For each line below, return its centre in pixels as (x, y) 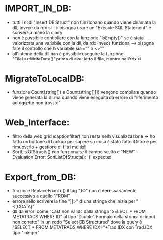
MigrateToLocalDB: (45, 79)
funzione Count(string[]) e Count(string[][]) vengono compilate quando (84, 92)
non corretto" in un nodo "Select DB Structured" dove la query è (77, 222)
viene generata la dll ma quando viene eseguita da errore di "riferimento (85, 97)
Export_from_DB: (41, 177)
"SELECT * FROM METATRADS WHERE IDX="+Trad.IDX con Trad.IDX (82, 227)
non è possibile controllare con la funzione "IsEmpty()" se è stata (78, 38)
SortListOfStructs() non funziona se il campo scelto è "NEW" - (75, 152)
